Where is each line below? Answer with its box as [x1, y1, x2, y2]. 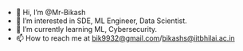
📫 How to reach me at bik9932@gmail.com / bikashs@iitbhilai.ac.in [15, 33, 235, 43]
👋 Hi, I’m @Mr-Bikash [15, 8, 86, 17]
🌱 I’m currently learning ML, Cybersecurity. [15, 25, 158, 33]
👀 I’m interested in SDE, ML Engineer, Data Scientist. [15, 16, 187, 25]
